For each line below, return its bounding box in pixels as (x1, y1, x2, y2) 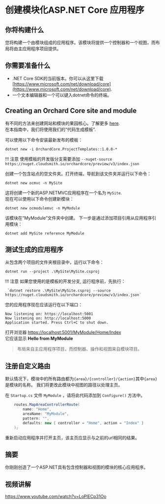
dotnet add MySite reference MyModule (5, 231, 84, 236)
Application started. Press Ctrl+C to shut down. (5, 320, 109, 325)
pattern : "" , (23, 416, 50, 421)
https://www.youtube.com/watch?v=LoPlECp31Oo (5, 494, 107, 500)
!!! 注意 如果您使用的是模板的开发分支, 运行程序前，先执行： (5, 278, 126, 284)
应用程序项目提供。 (22, 46, 61, 52)
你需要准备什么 (5, 61, 51, 70)
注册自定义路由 (5, 362, 51, 370)
